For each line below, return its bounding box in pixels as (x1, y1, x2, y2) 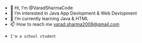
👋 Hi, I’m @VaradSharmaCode (10, 5, 73, 11)
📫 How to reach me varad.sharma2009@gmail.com (10, 21, 120, 27)
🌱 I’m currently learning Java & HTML (10, 16, 89, 21)
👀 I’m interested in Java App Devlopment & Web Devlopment (10, 10, 137, 16)
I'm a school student (10, 34, 56, 39)
